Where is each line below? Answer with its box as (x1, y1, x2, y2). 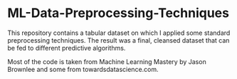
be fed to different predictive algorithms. (7, 43, 126, 52)
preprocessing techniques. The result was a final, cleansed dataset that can (7, 36, 230, 44)
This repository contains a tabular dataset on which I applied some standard (7, 28, 231, 37)
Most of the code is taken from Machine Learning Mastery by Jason (7, 57, 206, 65)
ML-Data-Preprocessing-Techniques (7, 5, 230, 21)
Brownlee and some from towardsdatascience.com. (7, 65, 159, 73)
